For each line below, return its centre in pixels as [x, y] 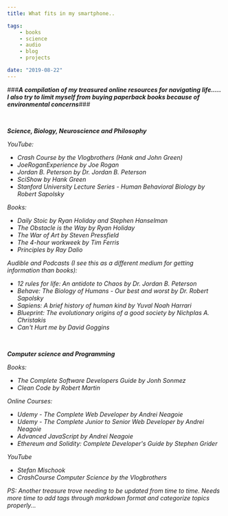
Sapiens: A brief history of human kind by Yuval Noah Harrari [104, 305]
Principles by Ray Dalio [50, 249]
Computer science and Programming [61, 353]
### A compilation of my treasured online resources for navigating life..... [114, 89]
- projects [35, 58]
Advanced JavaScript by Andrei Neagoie [75, 436]
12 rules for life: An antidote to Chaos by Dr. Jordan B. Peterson [107, 283]
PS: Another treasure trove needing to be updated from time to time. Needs [114, 491]
